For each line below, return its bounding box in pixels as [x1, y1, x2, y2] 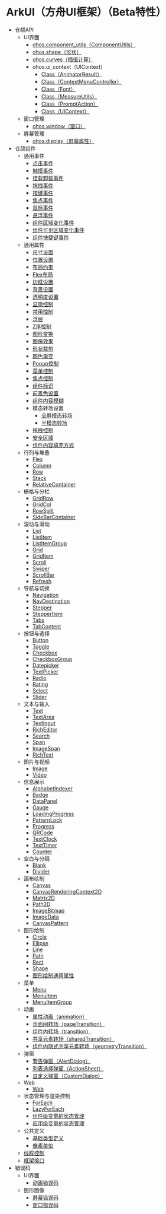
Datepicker [32, 662, 59, 669]
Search [32, 732, 50, 739]
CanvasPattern [32, 919, 69, 926]
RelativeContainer [32, 481, 76, 488]
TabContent [32, 622, 61, 630]
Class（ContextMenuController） [41, 78, 122, 85]
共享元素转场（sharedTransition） [32, 1035, 115, 1042]
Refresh [32, 577, 52, 584]
